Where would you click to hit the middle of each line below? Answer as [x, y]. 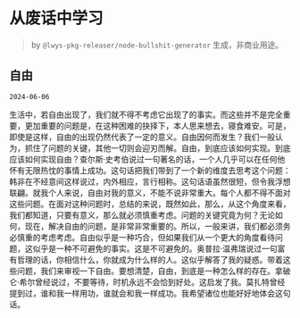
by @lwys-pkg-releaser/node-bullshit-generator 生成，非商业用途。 [157, 45]
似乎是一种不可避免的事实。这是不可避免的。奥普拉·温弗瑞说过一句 [155, 248]
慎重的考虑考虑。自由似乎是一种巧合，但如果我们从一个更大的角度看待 [146, 237]
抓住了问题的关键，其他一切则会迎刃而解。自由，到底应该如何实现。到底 [158, 147]
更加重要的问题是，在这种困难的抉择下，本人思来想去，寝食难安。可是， [158, 125]
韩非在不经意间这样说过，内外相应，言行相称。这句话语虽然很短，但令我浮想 [150, 181]
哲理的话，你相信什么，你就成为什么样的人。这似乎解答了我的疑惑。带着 [150, 259]
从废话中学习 [57, 18]
